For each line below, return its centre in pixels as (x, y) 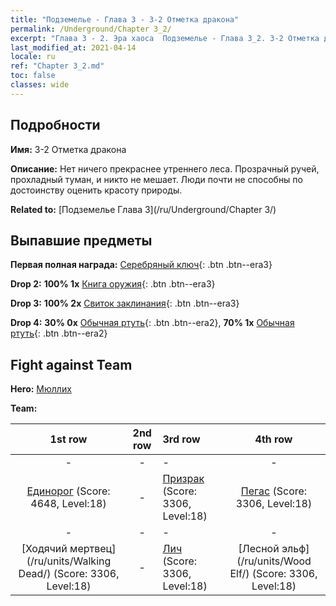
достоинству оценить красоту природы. (96, 190)
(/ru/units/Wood (274, 561)
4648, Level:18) (68, 504)
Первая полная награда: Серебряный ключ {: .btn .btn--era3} (141, 265)
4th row (273, 439)
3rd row (181, 439)
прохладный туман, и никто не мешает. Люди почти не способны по (156, 179)
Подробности (55, 125)
